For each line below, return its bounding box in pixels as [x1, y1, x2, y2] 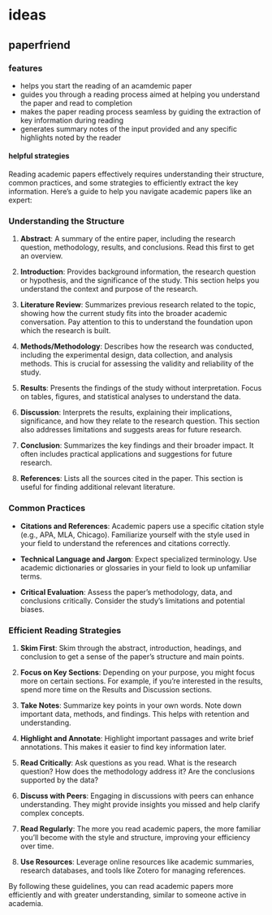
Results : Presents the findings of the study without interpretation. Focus [19, 384, 262, 393]
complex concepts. [19, 808, 85, 817]
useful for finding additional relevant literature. [19, 482, 176, 492]
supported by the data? [19, 774, 99, 785]
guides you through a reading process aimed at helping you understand [19, 89, 260, 99]
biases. [19, 604, 45, 614]
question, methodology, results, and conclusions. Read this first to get [19, 242, 254, 253]
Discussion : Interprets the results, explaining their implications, [19, 408, 232, 418]
